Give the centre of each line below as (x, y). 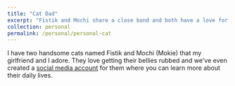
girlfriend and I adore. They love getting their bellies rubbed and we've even (117, 61)
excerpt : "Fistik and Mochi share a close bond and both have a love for (118, 20)
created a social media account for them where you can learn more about (114, 68)
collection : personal (39, 27)
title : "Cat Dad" (33, 14)
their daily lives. (30, 76)
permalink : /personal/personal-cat (59, 33)
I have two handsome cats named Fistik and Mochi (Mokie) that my (104, 53)
